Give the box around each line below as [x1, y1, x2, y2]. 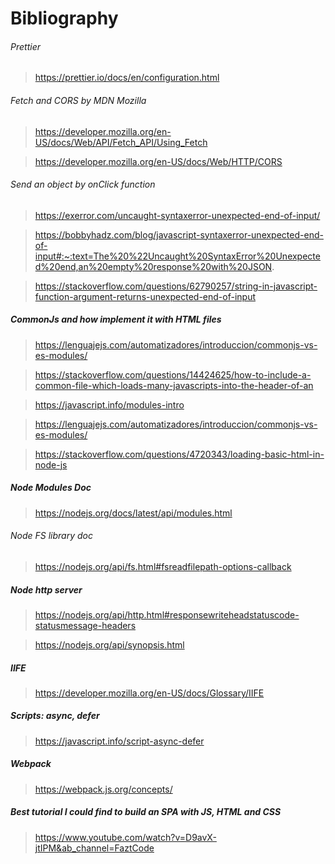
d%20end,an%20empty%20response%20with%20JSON [34, 260, 273, 272]
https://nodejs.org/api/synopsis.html [34, 638, 185, 651]
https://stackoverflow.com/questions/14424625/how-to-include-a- [34, 368, 312, 381]
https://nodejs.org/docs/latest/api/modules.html [34, 507, 233, 519]
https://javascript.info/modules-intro [34, 398, 185, 411]
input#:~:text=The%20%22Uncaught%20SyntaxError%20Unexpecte [34, 250, 321, 262]
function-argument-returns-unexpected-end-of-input [34, 290, 257, 302]
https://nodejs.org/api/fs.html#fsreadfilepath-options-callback [34, 560, 292, 572]
